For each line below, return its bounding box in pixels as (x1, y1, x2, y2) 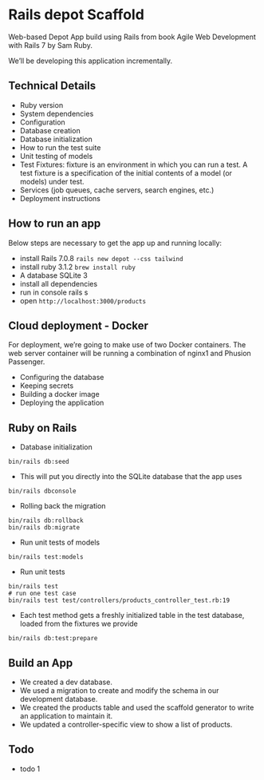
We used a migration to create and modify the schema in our (19, 686, 219, 695)
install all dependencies (19, 279, 98, 288)
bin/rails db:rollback (8, 517, 84, 525)
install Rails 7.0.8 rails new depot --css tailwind (19, 253, 183, 263)
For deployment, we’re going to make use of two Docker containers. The (8, 340, 246, 350)
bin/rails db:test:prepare (8, 635, 98, 643)
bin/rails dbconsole (8, 487, 77, 496)
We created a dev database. (19, 677, 113, 687)
